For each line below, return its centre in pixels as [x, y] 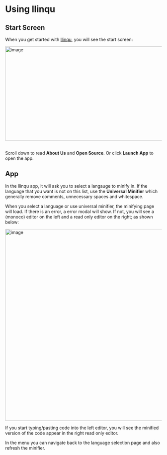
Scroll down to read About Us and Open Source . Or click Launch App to [80, 153]
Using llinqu [30, 9]
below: [12, 222]
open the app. [19, 158]
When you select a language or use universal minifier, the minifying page [80, 206]
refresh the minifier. [25, 448]
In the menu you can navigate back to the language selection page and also [83, 443]
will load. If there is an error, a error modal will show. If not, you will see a [80, 211]
